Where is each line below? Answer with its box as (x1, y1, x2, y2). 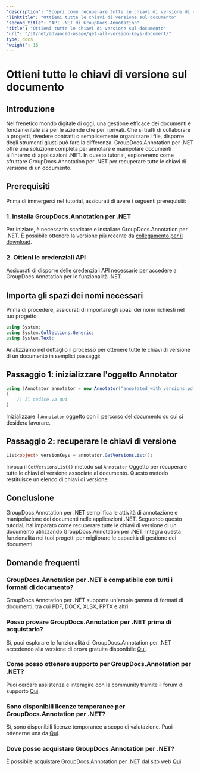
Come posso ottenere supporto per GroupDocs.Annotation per (6, 660, 192, 668)
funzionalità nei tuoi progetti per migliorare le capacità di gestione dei (6, 534, 177, 541)
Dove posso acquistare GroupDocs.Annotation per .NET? (6, 745, 175, 753)
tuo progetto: (6, 312, 39, 320)
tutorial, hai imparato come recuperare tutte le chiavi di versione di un (6, 521, 177, 528)
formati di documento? (6, 583, 74, 591)
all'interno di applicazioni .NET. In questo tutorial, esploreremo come (6, 151, 174, 159)
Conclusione (6, 493, 55, 503)
